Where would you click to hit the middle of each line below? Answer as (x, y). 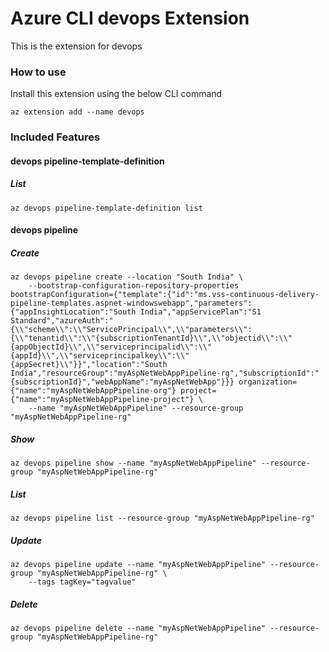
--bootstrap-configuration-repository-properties (134, 286)
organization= (268, 382)
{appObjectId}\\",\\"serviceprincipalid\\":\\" (111, 347)
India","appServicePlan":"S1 (200, 312)
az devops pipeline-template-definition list (106, 208)
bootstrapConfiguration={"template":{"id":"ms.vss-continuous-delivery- (165, 295)
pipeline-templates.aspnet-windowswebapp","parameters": (131, 303)
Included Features (55, 137)
